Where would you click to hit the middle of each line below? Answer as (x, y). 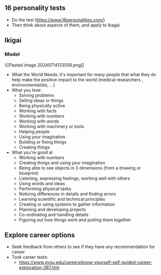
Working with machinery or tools (52, 126)
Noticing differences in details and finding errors (67, 194)
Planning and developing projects (52, 209)
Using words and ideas (42, 183)
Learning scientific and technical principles (62, 199)
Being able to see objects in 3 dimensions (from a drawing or (80, 168)
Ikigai (13, 40)
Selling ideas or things (41, 100)
